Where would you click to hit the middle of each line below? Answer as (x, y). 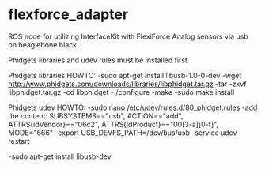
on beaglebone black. (44, 44)
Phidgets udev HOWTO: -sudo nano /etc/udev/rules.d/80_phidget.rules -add (133, 107)
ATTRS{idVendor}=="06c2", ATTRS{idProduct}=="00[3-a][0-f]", (114, 124)
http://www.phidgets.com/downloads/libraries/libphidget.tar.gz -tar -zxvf (127, 84)
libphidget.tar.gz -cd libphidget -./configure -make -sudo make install (121, 92)
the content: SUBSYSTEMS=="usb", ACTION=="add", (96, 115)
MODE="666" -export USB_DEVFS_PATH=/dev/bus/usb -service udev (123, 133)
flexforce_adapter (68, 15)
